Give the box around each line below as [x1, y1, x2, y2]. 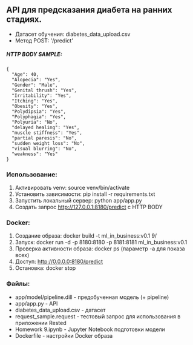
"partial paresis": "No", [11, 135, 77, 141]
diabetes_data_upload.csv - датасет [15, 306, 106, 313]
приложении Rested [15, 319, 67, 326]
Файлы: [6, 280, 30, 288]
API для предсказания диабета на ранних [6, 5, 172, 15]
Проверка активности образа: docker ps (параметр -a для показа [15, 245, 186, 252]
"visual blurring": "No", [11, 146, 77, 152]
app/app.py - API [15, 300, 58, 307]
